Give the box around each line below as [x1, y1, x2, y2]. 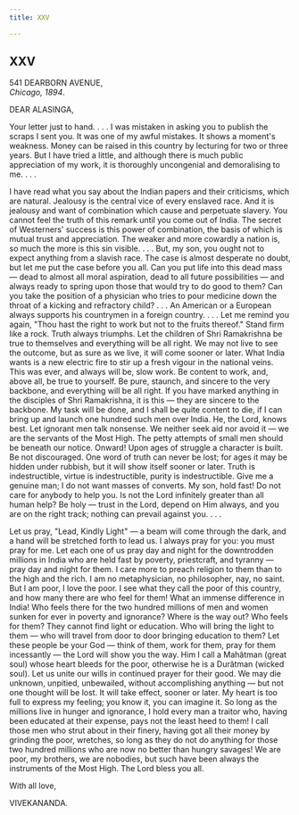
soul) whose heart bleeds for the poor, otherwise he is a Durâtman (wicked [9, 659, 285, 669]
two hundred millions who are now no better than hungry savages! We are [9, 744, 281, 755]
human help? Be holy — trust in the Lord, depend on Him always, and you [9, 499, 279, 510]
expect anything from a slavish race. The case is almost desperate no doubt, [9, 253, 291, 263]
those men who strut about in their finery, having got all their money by [9, 725, 270, 736]
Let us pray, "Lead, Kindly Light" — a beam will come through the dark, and [9, 526, 287, 536]
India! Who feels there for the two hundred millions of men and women [9, 602, 269, 612]
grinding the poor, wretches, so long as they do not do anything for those [9, 735, 278, 745]
